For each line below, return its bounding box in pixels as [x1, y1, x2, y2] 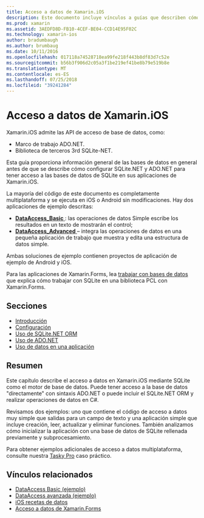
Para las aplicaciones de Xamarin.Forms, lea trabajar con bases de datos [6, 270, 188, 277]
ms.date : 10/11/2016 [6, 49, 59, 55]
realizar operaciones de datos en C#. [6, 396, 99, 403]
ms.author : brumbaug [6, 43, 59, 49]
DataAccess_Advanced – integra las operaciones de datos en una [15, 227, 182, 235]
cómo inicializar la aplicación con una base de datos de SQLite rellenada [6, 427, 188, 435]
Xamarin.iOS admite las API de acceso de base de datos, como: [6, 128, 165, 136]
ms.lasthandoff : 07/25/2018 [6, 77, 78, 83]
